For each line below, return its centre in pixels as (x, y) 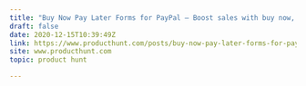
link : (20, 43)
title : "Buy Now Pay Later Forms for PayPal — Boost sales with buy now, (153, 18)
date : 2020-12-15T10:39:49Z (63, 34)
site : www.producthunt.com (61, 52)
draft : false (34, 26)
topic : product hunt (49, 60)
